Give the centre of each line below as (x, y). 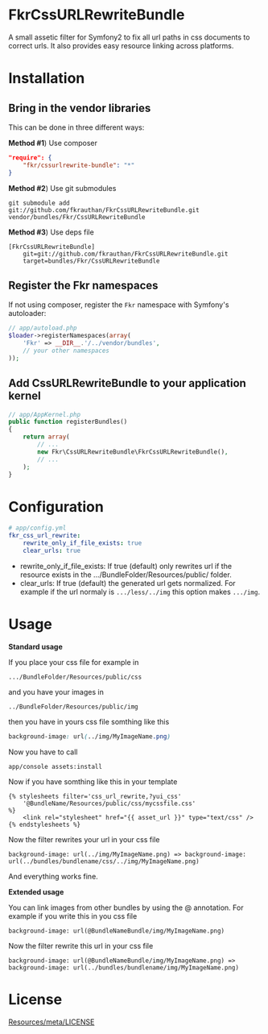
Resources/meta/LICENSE (52, 1022)
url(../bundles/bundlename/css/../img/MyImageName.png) (104, 861)
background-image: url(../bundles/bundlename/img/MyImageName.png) (124, 968)
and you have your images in (56, 691)
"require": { (30, 158)
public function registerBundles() (68, 422)
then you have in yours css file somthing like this (89, 721)
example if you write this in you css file (73, 916)
